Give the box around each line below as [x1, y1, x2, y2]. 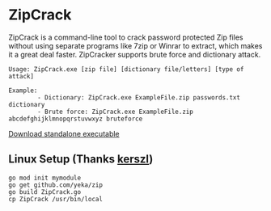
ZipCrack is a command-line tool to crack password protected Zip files [8, 32, 244, 42]
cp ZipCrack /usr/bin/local [8, 195, 104, 203]
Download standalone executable [8, 129, 120, 138]
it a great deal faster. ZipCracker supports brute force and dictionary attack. [8, 49, 261, 59]
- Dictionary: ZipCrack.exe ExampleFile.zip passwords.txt [37, 93, 241, 102]
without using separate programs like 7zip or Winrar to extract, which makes [8, 40, 263, 50]
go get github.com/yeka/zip [8, 180, 104, 189]
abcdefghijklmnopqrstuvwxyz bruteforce [8, 115, 143, 123]
